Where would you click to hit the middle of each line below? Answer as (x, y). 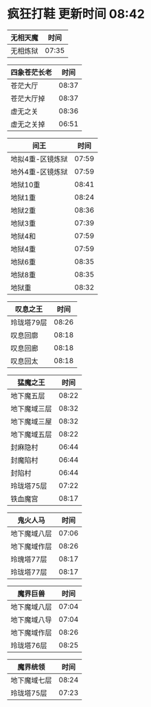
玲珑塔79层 (29, 322)
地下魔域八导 (32, 620)
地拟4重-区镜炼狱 (39, 159)
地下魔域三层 (32, 408)
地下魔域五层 (32, 434)
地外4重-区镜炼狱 (39, 172)
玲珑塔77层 (29, 572)
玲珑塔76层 (29, 645)
